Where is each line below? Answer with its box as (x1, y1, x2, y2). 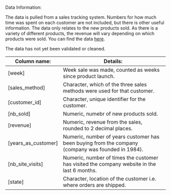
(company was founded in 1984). (63, 146, 144, 153)
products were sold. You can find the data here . (5, 36, 105, 42)
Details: (103, 58, 123, 65)
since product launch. (63, 73, 115, 79)
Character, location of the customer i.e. (63, 175, 157, 182)
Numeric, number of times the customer (63, 154, 159, 161)
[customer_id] (8, 99, 42, 106)
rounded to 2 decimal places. (63, 125, 133, 132)
